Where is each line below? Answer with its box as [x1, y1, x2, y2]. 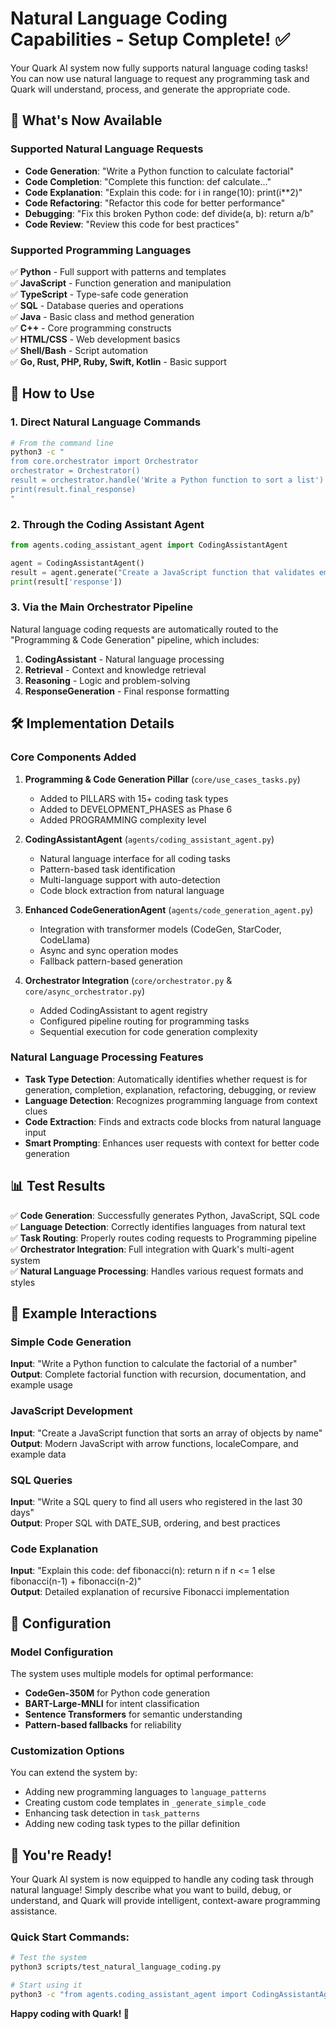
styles [10, 1276, 36, 1288]
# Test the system [10, 1953, 87, 1963]
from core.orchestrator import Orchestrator [10, 457, 199, 467]
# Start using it [10, 1980, 83, 1991]
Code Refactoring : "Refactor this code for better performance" [24, 197, 286, 209]
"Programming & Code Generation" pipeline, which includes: [10, 633, 260, 646]
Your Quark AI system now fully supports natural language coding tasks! [10, 62, 308, 74]
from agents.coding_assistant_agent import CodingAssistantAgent [10, 540, 288, 551]
